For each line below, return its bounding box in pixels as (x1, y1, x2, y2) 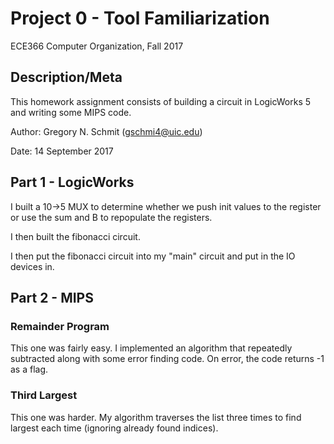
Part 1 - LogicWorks (10, 174, 135, 191)
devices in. (10, 260, 55, 272)
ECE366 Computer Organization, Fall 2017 (10, 40, 184, 52)
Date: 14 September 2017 (10, 145, 114, 157)
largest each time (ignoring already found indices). (10, 422, 219, 434)
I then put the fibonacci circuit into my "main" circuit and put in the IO (10, 250, 296, 262)
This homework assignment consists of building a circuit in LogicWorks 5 (10, 95, 312, 107)
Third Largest (10, 388, 78, 402)
